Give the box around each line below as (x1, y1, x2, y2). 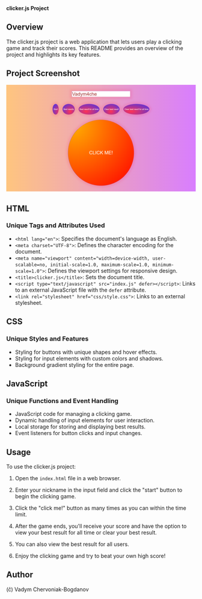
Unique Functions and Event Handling (6, 397, 119, 405)
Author (6, 569, 33, 580)
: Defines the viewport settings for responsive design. (44, 267, 178, 274)
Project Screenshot (6, 68, 80, 79)
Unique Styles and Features (6, 334, 89, 343)
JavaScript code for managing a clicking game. (14, 410, 132, 418)
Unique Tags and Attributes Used (6, 221, 105, 230)
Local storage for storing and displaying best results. (14, 423, 146, 430)
